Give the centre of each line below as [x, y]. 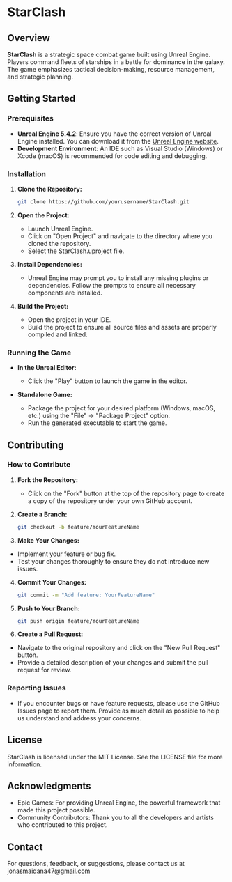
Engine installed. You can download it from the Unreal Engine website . [118, 141]
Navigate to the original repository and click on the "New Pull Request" [119, 648]
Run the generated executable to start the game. [97, 423]
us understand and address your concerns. [79, 718]
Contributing [36, 445]
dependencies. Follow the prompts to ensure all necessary [112, 285]
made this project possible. [56, 810]
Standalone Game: [45, 395]
